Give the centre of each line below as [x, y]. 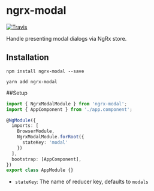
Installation [28, 57]
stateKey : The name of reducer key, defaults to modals [81, 182]
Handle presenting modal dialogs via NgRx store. [67, 38]
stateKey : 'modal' [45, 143]
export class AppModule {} [40, 170]
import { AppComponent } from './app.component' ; [70, 109]
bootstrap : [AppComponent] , [47, 159]
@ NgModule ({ [21, 120]
